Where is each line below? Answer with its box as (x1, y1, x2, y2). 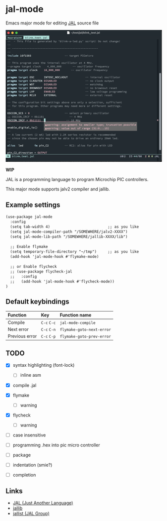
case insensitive (12, 432, 46, 438)
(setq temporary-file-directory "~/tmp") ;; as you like (10, 249, 139, 254)
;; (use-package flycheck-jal (10, 269, 72, 274)
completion (12, 472, 36, 478)
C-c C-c (41, 320, 56, 325)
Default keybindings (5, 298, 70, 306)
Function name (59, 312, 92, 318)
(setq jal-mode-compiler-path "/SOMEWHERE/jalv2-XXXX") (10, 229, 128, 234)
